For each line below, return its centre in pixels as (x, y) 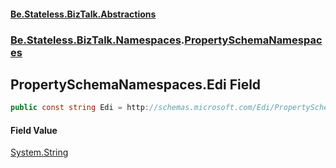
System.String (39, 152)
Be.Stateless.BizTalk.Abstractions (83, 14)
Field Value (34, 130)
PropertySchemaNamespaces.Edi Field (136, 84)
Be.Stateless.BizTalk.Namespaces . (97, 40)
